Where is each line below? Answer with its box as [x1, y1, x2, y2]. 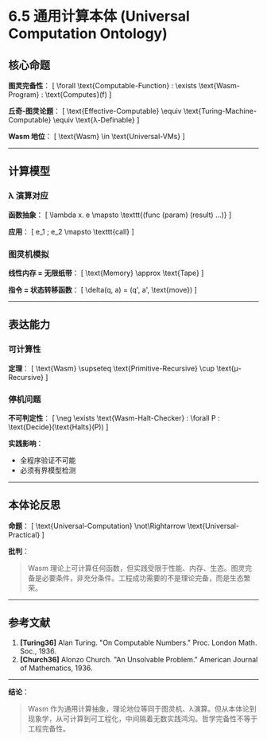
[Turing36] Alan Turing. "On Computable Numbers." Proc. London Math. [19, 638, 257, 647]
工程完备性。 [27, 724, 70, 733]
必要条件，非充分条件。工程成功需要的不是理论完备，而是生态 [41, 573, 244, 583]
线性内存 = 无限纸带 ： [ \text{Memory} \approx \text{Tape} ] [8, 268, 204, 277]
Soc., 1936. [19, 646, 57, 656]
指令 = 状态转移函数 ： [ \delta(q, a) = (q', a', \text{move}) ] [8, 285, 197, 294]
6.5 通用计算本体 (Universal [8, 7, 191, 25]
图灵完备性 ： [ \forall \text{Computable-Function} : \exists [8, 81, 197, 90]
